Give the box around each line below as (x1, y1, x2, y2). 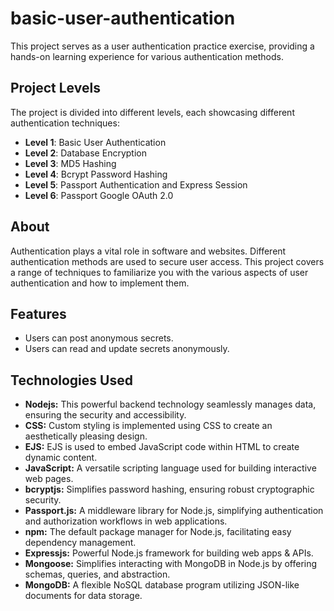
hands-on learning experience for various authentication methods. (10, 50, 284, 62)
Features (10, 305, 67, 322)
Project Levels (10, 80, 101, 97)
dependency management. (24, 537, 137, 549)
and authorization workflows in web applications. (24, 515, 228, 527)
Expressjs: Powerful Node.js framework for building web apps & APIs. (24, 547, 314, 559)
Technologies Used (10, 372, 133, 389)
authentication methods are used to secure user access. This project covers (10, 255, 325, 267)
